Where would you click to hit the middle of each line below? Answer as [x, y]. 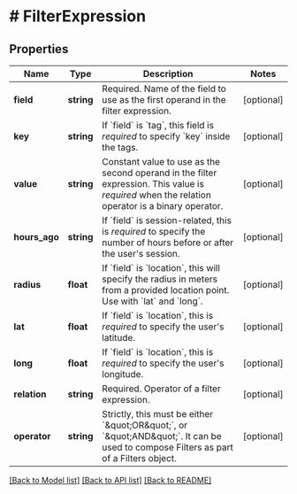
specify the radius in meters [160, 279]
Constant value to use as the [161, 162]
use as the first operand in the [164, 100]
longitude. [122, 374]
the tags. [120, 147]
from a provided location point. [165, 290]
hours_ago [37, 237]
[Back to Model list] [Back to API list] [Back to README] [110, 480]
